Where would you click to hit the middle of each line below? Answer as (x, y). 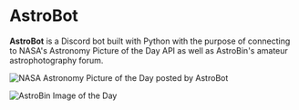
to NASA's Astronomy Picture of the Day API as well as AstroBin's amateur (149, 50)
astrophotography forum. (57, 60)
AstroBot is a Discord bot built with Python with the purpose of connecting (150, 41)
